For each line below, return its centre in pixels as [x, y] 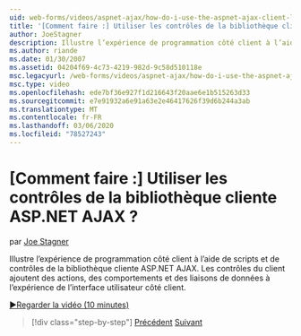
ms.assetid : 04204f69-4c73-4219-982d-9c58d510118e [106, 68]
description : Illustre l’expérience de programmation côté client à [140, 43]
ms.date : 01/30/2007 [48, 59]
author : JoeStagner [46, 34]
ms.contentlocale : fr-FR [56, 117]
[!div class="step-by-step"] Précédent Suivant [117, 322]
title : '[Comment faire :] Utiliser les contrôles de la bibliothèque [144, 26]
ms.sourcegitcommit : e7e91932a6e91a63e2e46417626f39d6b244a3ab [130, 101]
